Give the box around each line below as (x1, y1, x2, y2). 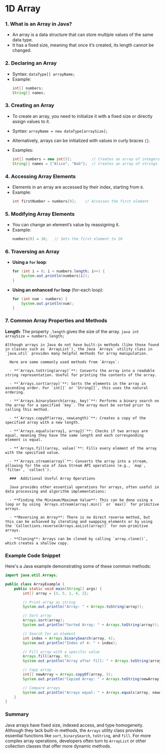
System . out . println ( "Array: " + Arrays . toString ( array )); (23, 604, 144, 609)
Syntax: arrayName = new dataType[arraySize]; (12, 128, 108, 134)
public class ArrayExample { (5, 582, 65, 586)
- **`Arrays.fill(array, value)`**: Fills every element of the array (9, 446, 157, 451)
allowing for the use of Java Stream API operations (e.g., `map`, (5, 463, 146, 468)
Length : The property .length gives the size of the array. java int (5, 328, 139, 334)
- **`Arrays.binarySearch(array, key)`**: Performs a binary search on (9, 398, 160, 403)
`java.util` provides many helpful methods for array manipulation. (5, 351, 148, 356)
